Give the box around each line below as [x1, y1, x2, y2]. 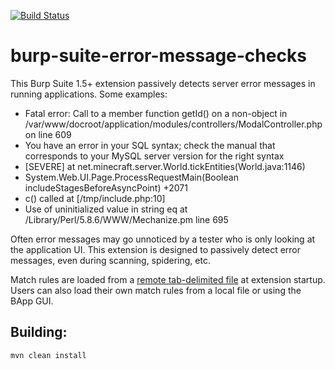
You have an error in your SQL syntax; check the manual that [24, 139, 276, 151]
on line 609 [24, 128, 72, 140]
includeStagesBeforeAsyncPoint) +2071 [24, 181, 188, 194]
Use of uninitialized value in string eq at [24, 203, 188, 215]
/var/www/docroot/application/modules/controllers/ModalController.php [24, 118, 323, 130]
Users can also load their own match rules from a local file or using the [10, 284, 302, 296]
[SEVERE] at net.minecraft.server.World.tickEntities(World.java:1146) [24, 160, 306, 172]
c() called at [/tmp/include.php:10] [24, 192, 166, 204]
